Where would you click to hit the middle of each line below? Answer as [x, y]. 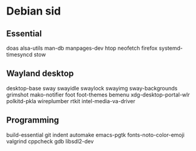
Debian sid [34, 11]
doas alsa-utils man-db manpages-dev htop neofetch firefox [82, 48]
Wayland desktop [40, 74]
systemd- [171, 48]
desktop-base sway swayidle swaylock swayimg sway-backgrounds [92, 88]
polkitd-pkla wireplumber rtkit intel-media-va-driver [71, 101]
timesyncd [19, 55]
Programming [33, 120]
